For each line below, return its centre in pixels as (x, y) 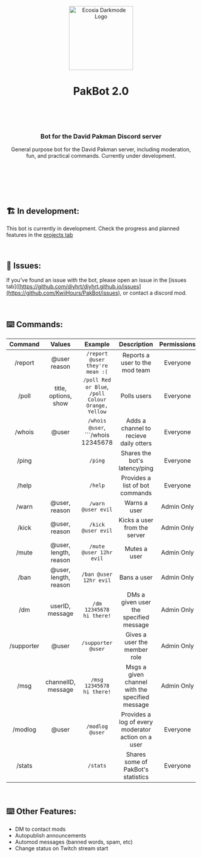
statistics (136, 777)
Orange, (97, 406)
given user (136, 603)
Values (60, 345)
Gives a (136, 634)
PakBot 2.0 (101, 91)
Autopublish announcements (50, 835)
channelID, (61, 682)
